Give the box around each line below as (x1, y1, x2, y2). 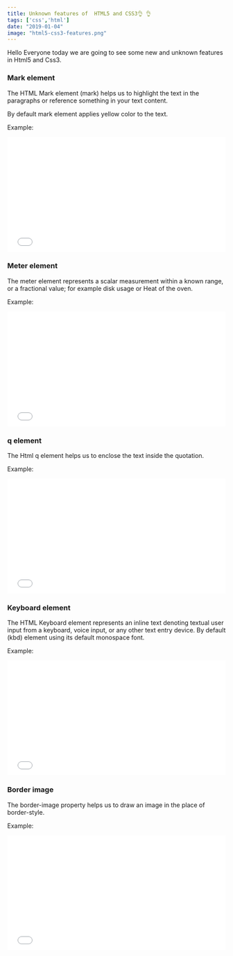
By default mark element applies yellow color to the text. (7, 109, 169, 118)
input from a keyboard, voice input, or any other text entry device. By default (7, 626, 226, 635)
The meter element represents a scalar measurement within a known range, (7, 276, 224, 285)
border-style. (7, 808, 45, 816)
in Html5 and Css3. (7, 56, 62, 64)
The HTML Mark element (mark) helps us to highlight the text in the (7, 89, 200, 97)
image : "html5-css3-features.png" (7, 29, 107, 37)
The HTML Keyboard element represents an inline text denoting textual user (7, 619, 224, 627)
